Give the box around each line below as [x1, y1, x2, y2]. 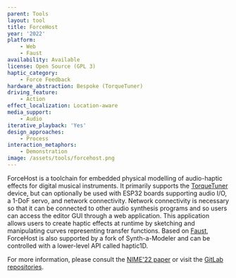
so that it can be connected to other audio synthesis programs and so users [7, 204, 228, 212]
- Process [20, 135, 49, 142]
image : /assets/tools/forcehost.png [7, 155, 115, 162]
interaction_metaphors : [7, 142, 77, 149]
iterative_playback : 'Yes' [7, 121, 87, 129]
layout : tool [7, 17, 46, 24]
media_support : [7, 109, 52, 116]
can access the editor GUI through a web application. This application [7, 211, 210, 219]
